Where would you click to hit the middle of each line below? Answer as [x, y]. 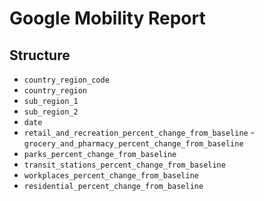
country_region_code [66, 80]
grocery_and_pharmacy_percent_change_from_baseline [133, 144]
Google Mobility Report [107, 18]
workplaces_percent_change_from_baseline [111, 176]
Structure [40, 55]
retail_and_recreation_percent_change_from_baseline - [139, 132]
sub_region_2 [51, 112]
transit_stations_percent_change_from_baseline [124, 165]
